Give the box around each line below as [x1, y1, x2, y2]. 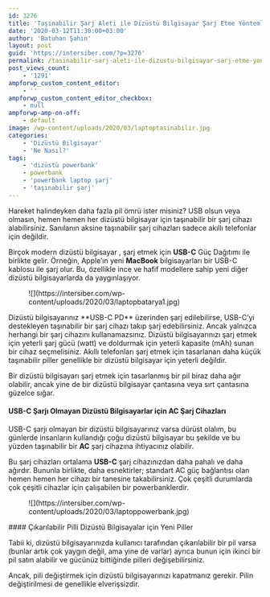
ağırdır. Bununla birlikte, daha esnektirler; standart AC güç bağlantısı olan [8, 465, 250, 475]
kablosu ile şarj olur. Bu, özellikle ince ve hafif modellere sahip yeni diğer [8, 264, 249, 274]
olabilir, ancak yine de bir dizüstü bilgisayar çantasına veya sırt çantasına [8, 379, 249, 389]
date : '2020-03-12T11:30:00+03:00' [8, 27, 128, 35]
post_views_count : [8, 64, 70, 72]
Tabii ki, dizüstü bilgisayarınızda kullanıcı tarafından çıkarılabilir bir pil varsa [8, 537, 257, 547]
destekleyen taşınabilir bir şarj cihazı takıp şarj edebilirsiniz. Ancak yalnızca [8, 321, 257, 331]
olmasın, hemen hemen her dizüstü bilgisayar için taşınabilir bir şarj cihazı [8, 214, 252, 224]
